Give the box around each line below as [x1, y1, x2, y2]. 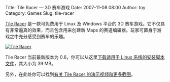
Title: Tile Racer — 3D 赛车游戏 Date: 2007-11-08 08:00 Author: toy [5, 5, 146, 10]
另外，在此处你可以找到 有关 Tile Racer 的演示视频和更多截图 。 [5, 71, 136, 77]
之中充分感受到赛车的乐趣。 [9, 34, 67, 39]
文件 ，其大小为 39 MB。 [5, 61, 56, 66]
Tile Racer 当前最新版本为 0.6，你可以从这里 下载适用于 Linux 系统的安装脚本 [5, 54, 165, 60]
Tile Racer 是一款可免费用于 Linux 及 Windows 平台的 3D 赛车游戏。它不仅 [5, 21, 161, 26]
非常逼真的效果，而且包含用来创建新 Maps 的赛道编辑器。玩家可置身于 [9, 27, 157, 33]
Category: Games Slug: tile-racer [5, 10, 75, 16]
